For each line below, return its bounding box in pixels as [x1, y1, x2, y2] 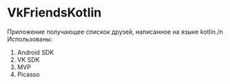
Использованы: [7, 34, 53, 43]
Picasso [17, 70, 40, 78]
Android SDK [17, 48, 54, 56]
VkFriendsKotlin [7, 5, 102, 21]
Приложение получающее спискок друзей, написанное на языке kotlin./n [7, 28, 224, 36]
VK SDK [17, 55, 40, 63]
